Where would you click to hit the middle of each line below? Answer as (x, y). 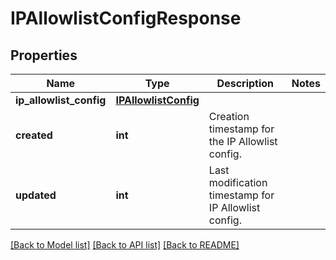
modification (238, 182)
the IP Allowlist (243, 141)
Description (245, 83)
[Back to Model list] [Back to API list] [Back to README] (125, 245)
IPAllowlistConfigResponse (126, 18)
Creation (229, 116)
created (34, 135)
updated (36, 195)
